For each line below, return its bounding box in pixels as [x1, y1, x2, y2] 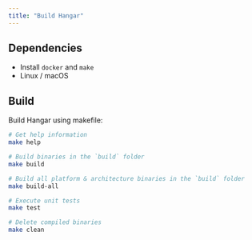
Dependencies [8, 42, 82, 55]
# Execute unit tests [8, 197, 81, 205]
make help [8, 138, 42, 146]
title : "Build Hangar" [8, 11, 84, 20]
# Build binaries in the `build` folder [8, 153, 146, 161]
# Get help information [8, 131, 88, 139]
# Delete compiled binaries [8, 218, 102, 226]
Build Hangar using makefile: [8, 115, 103, 125]
